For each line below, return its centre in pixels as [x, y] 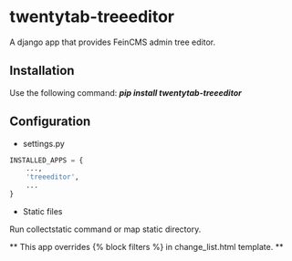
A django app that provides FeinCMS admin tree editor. [113, 42]
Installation [42, 71]
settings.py [44, 143]
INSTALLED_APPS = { [47, 160]
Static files [42, 211]
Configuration [50, 122]
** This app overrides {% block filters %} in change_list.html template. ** [146, 246]
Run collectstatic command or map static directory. [105, 229]
